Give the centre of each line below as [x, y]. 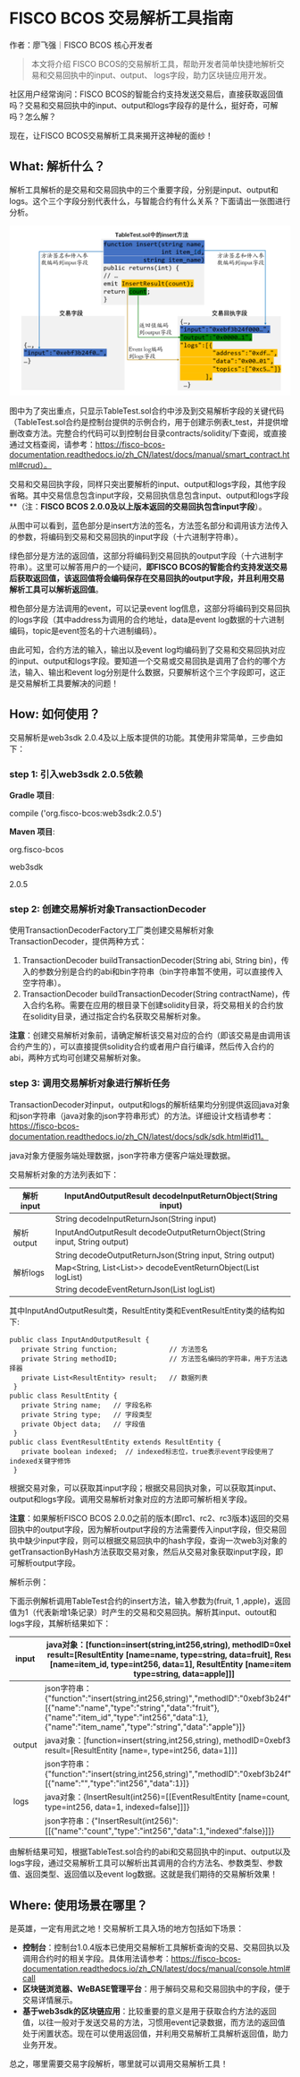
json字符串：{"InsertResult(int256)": [111, 1821]
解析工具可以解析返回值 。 [56, 589]
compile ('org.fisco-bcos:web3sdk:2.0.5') [86, 813]
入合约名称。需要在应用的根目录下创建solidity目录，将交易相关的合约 [149, 1005]
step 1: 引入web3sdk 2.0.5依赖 [76, 774]
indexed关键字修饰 [40, 1461]
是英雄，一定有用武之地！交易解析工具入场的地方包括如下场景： [126, 1928]
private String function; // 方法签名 [114, 1349]
